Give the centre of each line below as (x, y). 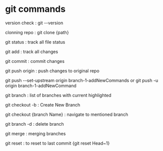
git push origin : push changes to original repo (52, 71)
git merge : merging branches (36, 133)
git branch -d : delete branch (35, 124)
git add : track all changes (32, 51)
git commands (35, 9)
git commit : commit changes (35, 61)
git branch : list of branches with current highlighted (58, 95)
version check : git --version (34, 23)
